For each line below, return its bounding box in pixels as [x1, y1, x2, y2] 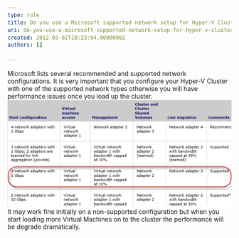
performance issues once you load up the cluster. [7, 92, 153, 100]
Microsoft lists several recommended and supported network [7, 70, 187, 77]
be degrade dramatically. [7, 222, 80, 231]
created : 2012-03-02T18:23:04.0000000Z [7, 34, 126, 41]
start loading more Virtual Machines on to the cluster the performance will [7, 215, 224, 224]
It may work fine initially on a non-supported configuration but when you [7, 207, 220, 216]
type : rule [7, 11, 40, 18]
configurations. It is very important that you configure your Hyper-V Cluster [7, 77, 228, 85]
